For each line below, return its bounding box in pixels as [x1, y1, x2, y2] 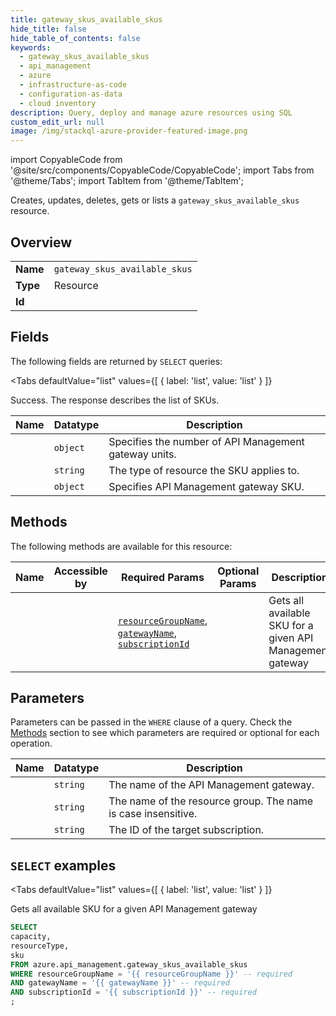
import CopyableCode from [10, 154, 123, 166]
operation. [10, 737, 53, 750]
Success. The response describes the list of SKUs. [10, 394, 220, 406]
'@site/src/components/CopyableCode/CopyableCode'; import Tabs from [10, 164, 315, 176]
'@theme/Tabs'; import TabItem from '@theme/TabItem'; [10, 175, 244, 187]
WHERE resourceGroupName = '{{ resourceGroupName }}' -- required [10, 969, 293, 979]
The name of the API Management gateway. [108, 778, 315, 792]
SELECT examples [10, 857, 117, 874]
